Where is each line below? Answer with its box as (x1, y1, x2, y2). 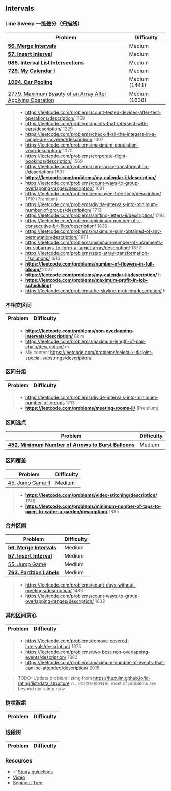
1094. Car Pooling (8, 78, 53, 85)
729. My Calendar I (8, 67, 55, 74)
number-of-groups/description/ (25, 207, 92, 213)
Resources (5, 757, 33, 764)
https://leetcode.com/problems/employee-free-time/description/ (25, 190, 161, 196)
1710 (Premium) (25, 196, 58, 202)
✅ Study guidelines (12, 769, 53, 775)
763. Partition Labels (8, 569, 60, 576)
